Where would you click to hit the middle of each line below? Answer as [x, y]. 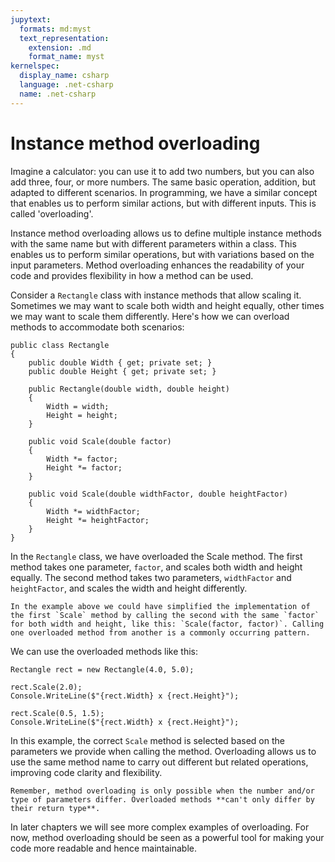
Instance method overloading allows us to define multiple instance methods [166, 233]
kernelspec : [35, 66]
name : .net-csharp [58, 94]
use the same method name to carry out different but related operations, [159, 762]
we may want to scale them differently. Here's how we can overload [150, 316]
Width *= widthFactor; [93, 511]
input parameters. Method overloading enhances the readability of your [157, 265]
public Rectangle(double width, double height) [129, 389]
